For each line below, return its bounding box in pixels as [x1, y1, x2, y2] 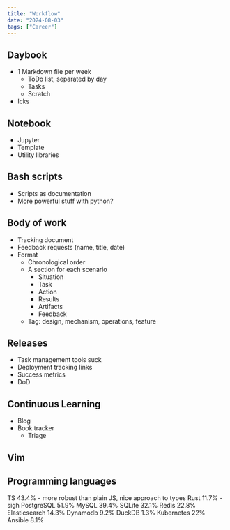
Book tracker [17, 424, 54, 432]
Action [38, 287, 57, 296]
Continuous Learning [7, 398, 101, 410]
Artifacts [38, 302, 63, 310]
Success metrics [17, 370, 66, 379]
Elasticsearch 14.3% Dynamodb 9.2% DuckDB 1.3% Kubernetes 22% [7, 508, 206, 517]
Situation [38, 273, 64, 281]
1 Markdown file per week [17, 68, 92, 76]
